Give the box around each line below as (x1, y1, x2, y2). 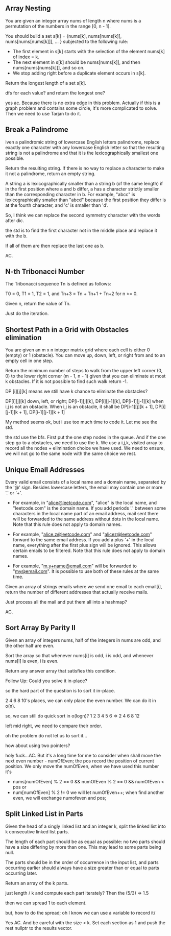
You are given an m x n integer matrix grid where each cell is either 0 (5, 347, 150, 353)
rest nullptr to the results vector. (5, 925, 72, 931)
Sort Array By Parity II (5, 623, 76, 632)
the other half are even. (5, 642, 55, 649)
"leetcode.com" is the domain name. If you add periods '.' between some (12, 505, 166, 511)
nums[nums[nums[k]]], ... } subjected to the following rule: (5, 38, 129, 44)
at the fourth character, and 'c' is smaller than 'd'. (5, 202, 109, 208)
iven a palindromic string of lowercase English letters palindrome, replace (5, 139, 160, 145)
